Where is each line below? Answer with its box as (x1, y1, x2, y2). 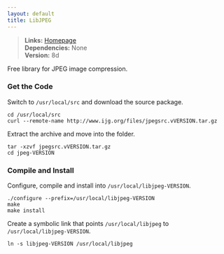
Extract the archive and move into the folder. (7, 129, 135, 138)
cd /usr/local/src (7, 111, 61, 118)
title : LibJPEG (7, 17, 52, 24)
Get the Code (7, 82, 53, 92)
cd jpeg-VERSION (7, 149, 55, 156)
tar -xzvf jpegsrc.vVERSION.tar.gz (7, 143, 111, 150)
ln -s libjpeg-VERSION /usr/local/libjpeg (7, 241, 133, 248)
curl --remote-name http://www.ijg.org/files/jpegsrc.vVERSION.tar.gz (7, 117, 218, 125)
